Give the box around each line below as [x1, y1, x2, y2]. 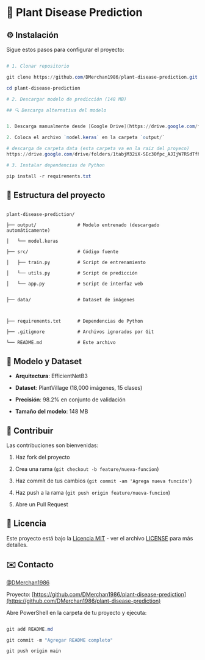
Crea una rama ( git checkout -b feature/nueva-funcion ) [15, 465, 159, 473]
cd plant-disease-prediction [6, 85, 81, 91]
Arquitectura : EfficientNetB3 [15, 372, 88, 380]
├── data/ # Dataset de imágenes [6, 297, 135, 303]
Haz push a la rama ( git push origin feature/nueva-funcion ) [15, 489, 171, 497]
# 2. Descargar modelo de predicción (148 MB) [6, 96, 127, 102]
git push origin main [6, 648, 62, 655]
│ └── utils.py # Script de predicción [6, 270, 138, 276]
